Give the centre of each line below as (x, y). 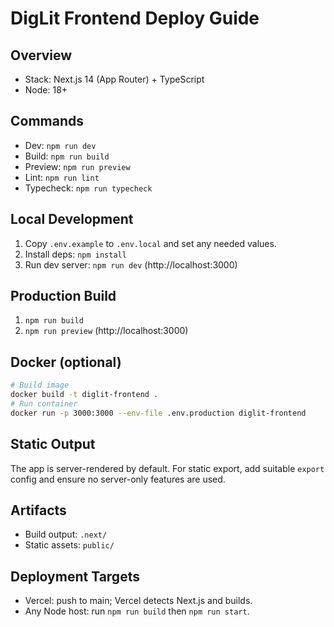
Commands (47, 121)
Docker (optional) (66, 362)
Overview (41, 55)
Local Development (72, 219)
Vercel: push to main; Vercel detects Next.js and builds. (138, 601)
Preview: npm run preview (77, 166)
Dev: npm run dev (60, 145)
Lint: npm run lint (62, 177)
